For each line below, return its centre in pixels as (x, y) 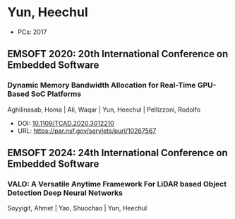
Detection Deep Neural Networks (65, 193)
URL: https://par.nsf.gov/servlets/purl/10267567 (87, 131)
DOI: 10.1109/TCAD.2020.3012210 (66, 123)
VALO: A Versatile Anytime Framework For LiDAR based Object (117, 184)
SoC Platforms (56, 94)
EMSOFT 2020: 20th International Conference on (118, 54)
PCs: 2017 (32, 32)
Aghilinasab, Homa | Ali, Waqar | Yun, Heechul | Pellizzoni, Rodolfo (104, 109)
